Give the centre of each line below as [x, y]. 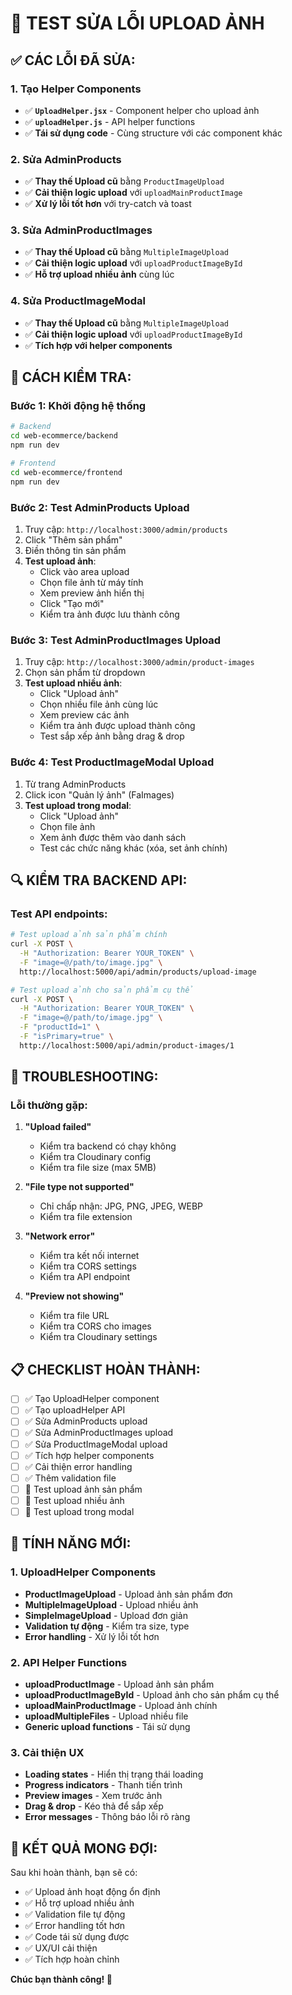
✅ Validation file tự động [75, 1914]
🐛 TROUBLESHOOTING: [84, 1077]
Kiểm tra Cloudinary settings [98, 1337]
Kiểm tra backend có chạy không [108, 1146]
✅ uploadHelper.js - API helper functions [110, 121]
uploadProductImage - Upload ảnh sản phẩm [119, 1684]
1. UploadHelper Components [83, 1572]
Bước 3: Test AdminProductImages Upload [116, 640]
